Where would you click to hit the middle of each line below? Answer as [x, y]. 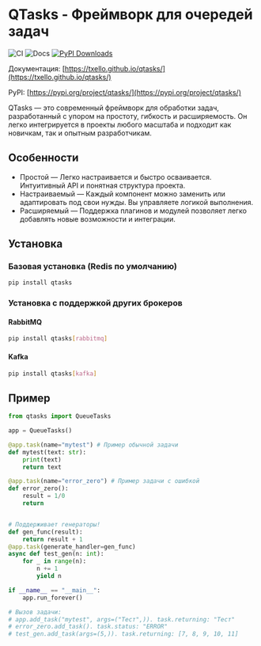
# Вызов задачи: [35, 612]
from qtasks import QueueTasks [60, 416]
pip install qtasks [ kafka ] [53, 374]
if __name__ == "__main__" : [55, 590]
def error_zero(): [38, 488]
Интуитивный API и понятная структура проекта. [102, 185]
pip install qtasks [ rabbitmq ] [58, 339]
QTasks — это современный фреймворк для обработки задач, [114, 108]
